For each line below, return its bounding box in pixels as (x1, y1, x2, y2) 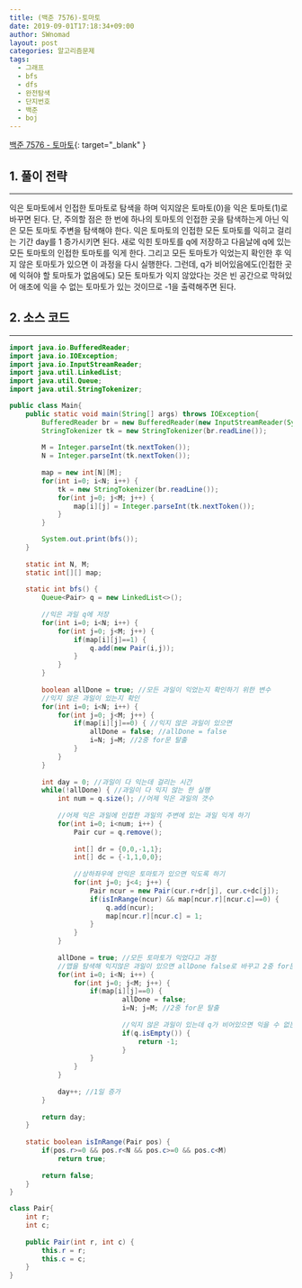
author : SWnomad (9, 30, 70, 39)
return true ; (57, 1154, 106, 1163)
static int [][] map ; (25, 568, 102, 577)
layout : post (9, 38, 58, 48)
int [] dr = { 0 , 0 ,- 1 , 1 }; (73, 844, 164, 854)
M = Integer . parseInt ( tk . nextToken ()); (41, 443, 191, 452)
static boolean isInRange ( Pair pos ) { (25, 1138, 171, 1147)
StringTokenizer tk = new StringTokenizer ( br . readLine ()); (41, 426, 268, 435)
